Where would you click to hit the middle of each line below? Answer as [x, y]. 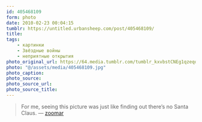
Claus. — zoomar [42, 113]
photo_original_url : [32, 62]
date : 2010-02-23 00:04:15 [40, 23]
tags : [13, 39]
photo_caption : [25, 73]
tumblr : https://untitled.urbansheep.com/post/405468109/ [80, 28]
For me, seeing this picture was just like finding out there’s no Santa [105, 106]
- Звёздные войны [39, 51]
